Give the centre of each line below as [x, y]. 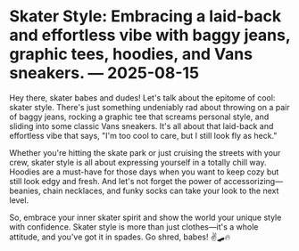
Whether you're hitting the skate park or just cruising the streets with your [145, 152]
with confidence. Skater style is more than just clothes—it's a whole [134, 227]
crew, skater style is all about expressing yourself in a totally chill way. [138, 162]
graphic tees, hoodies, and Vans [131, 54]
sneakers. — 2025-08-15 [104, 73]
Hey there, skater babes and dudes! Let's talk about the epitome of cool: [142, 97]
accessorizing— [253, 181]
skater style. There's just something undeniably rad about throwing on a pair [149, 107]
